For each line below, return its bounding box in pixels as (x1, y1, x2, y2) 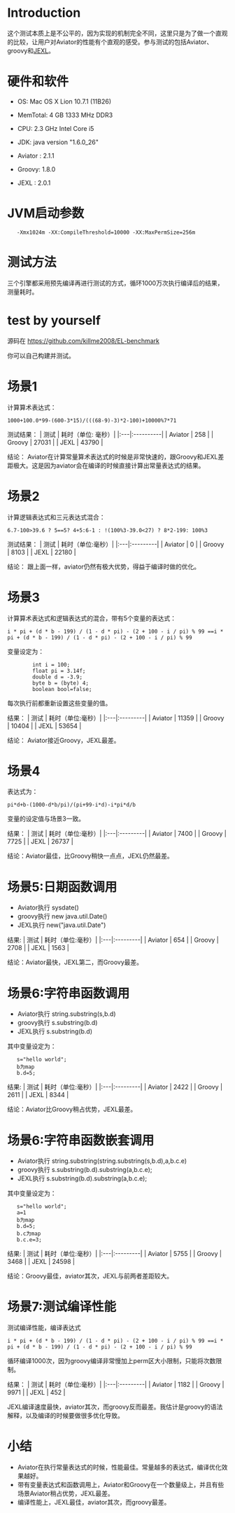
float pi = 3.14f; (32, 667, 86, 674)
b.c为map (16, 1230, 41, 1237)
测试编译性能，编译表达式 (7, 1323, 81, 1332)
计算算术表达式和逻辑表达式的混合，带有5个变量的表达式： (7, 614, 177, 622)
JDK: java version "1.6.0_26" (17, 138, 99, 146)
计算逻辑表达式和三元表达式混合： (7, 513, 106, 521)
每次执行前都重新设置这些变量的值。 (7, 699, 112, 707)
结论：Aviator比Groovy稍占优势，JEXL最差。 (7, 1105, 137, 1114)
